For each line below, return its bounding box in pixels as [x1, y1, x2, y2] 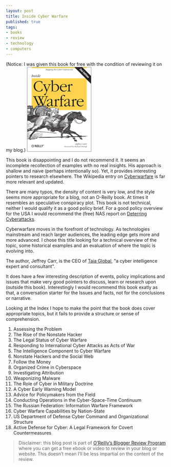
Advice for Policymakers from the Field [13, 391, 96, 398]
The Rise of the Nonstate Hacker [13, 332, 82, 338]
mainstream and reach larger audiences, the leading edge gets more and [6, 231, 160, 238]
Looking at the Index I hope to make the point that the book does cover [6, 305, 156, 311]
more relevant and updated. [6, 179, 65, 185]
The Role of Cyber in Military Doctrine [13, 381, 94, 387]
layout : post [6, 8, 34, 13]
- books [6, 30, 23, 35]
